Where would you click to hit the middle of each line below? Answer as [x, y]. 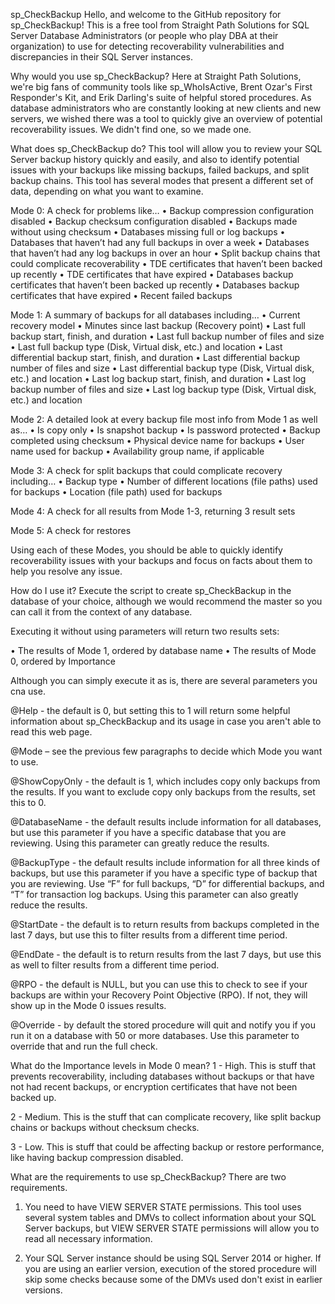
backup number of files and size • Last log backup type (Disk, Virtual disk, [163, 389]
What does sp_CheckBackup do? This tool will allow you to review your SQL [166, 148]
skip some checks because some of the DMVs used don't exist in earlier [173, 1279]
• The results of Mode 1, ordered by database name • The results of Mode [163, 650]
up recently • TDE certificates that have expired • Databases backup [152, 274]
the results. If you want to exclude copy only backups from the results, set [163, 792]
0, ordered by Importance [63, 661]
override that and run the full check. [84, 1046]
